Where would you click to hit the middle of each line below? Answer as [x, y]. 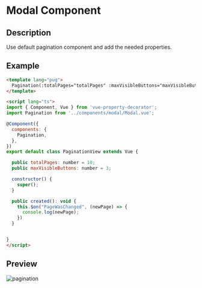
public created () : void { [44, 201]
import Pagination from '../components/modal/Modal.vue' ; [80, 113]
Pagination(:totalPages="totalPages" [59, 85]
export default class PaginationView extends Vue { [72, 152]
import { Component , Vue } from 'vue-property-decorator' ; [82, 108]
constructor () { [32, 179]
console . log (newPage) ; [50, 212]
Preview [22, 264]
